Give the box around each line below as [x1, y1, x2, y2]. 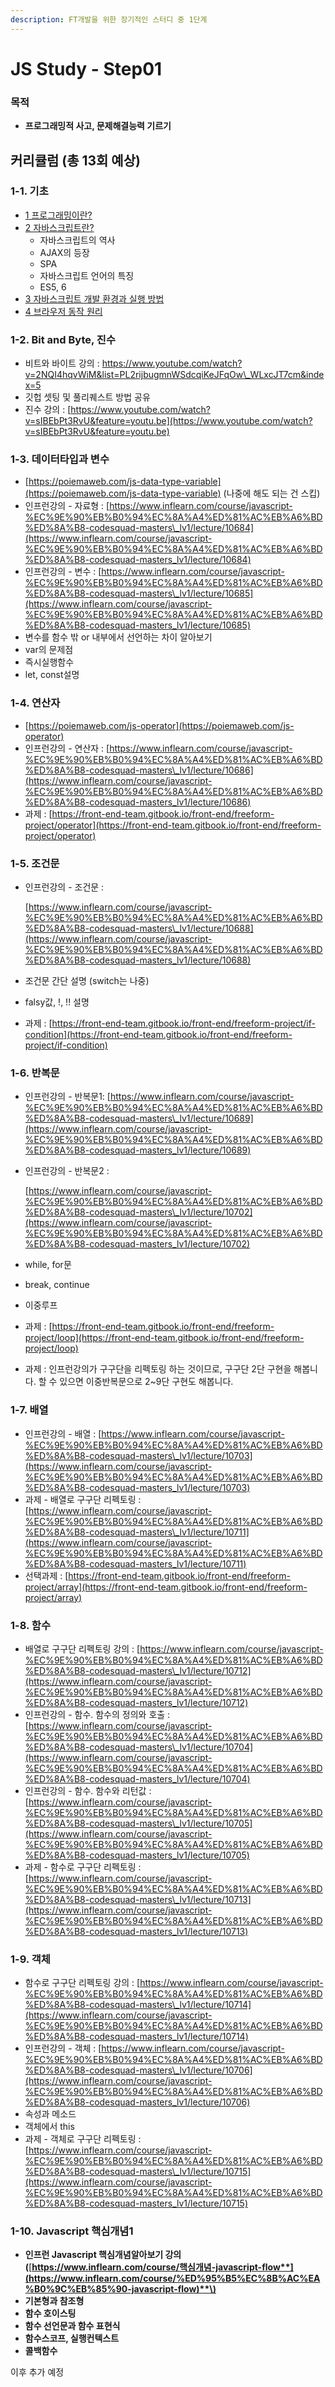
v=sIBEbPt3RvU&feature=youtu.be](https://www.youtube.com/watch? [24, 415, 313, 427]
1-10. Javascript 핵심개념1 [10, 2224, 134, 2238]
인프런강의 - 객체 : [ [24, 2042, 102, 2055]
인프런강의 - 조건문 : [24, 881, 105, 893]
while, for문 [24, 1259, 72, 1271]
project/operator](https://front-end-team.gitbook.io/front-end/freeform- [24, 819, 322, 831]
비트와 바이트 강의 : [24, 357, 100, 370]
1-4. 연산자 [10, 696, 61, 710]
